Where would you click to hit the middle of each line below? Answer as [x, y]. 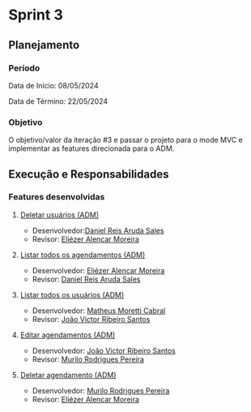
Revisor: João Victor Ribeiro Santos [91, 319]
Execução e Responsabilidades [89, 174]
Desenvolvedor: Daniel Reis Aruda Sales [98, 230]
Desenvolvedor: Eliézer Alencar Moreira [98, 270]
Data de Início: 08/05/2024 [53, 85]
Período [24, 68]
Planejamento [44, 45]
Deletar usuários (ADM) [60, 215]
